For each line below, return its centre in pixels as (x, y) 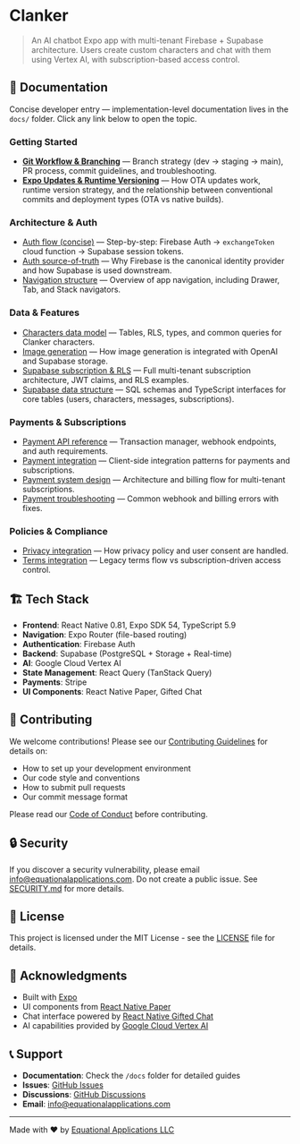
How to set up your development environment (107, 768)
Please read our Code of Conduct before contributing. (108, 814)
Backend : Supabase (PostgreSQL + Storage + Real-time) (127, 653)
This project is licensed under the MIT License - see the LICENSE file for (142, 938)
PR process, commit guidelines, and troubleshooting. (119, 171)
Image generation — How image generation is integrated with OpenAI (150, 351)
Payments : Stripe (54, 682)
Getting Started (43, 141)
